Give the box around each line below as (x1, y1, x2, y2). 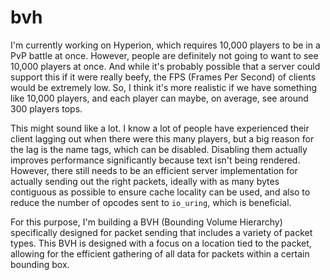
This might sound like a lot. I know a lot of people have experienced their (10, 122, 310, 134)
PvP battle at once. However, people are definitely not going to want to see (10, 49, 319, 61)
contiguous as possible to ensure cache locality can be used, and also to (10, 186, 311, 198)
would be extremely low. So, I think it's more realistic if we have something (10, 81, 318, 93)
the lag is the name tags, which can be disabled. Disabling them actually (10, 143, 308, 155)
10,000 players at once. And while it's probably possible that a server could (10, 60, 321, 72)
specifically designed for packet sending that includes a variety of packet (10, 226, 313, 238)
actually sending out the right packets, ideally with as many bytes (10, 175, 280, 187)
